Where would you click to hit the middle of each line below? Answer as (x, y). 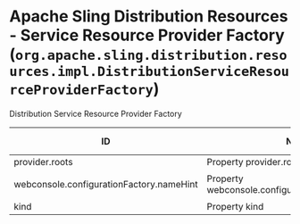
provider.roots (43, 162)
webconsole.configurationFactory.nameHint (106, 184)
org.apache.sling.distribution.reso (151, 56)
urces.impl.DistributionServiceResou (150, 72)
